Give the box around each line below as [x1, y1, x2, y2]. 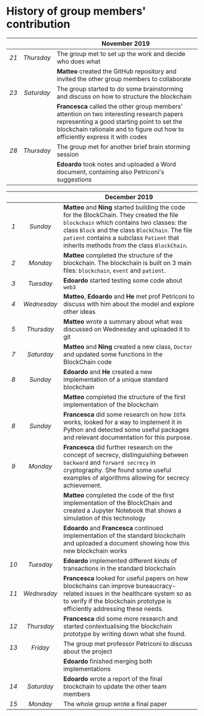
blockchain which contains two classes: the [63, 218, 187, 227]
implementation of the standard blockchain [63, 531, 186, 540]
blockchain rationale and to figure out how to [56, 125, 184, 133]
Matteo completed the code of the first [63, 491, 174, 499]
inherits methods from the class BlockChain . [63, 241, 188, 249]
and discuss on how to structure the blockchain [56, 92, 192, 101]
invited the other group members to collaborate [56, 74, 191, 83]
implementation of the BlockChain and [63, 498, 172, 507]
